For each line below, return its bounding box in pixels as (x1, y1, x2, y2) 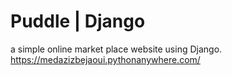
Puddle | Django (10, 10, 146, 33)
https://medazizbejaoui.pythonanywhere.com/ (10, 53, 201, 65)
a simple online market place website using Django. (10, 43, 223, 55)
